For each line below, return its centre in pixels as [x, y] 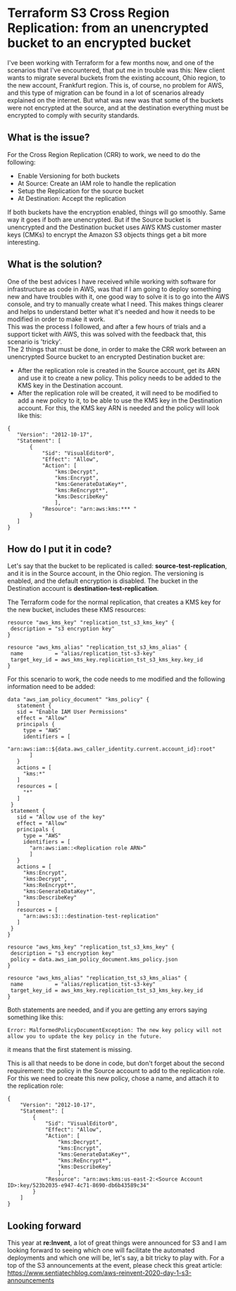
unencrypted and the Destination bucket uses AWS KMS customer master [114, 227]
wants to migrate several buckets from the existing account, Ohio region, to [117, 77]
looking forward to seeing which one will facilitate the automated [101, 1251]
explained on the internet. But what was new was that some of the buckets [116, 100]
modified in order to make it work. [56, 319]
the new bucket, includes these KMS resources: [77, 610]
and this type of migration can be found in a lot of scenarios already [106, 93]
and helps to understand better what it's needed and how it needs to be [111, 311]
